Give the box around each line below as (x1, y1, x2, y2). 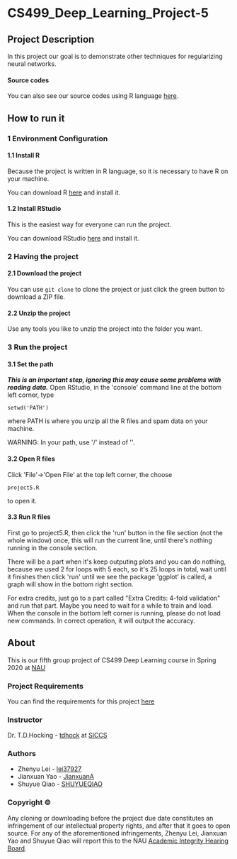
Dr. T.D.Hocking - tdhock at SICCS (7, 731, 108, 740)
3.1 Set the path (7, 360, 54, 368)
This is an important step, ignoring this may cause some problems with (7, 376, 221, 384)
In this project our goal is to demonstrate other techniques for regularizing (7, 52, 223, 60)
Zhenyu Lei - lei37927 (17, 765, 82, 773)
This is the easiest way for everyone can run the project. (7, 220, 172, 229)
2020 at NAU (7, 663, 46, 672)
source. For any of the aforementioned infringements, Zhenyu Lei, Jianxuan (7, 828, 228, 837)
